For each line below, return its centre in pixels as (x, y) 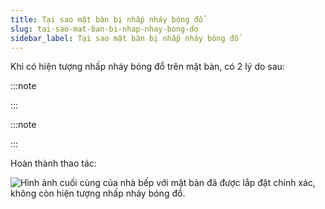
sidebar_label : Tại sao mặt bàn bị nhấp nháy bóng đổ (125, 38)
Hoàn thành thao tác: (53, 163)
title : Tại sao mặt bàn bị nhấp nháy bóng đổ (106, 19)
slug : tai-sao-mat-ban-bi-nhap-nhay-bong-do (104, 29)
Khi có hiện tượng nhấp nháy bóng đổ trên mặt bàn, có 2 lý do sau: (147, 67)
